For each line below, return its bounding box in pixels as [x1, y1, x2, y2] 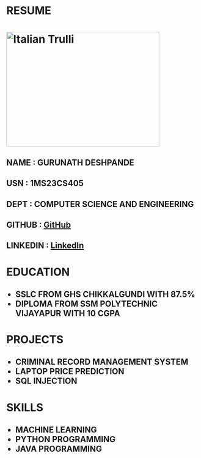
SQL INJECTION [15, 376, 78, 387]
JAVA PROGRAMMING [15, 444, 102, 454]
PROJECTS [6, 333, 64, 347]
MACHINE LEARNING [15, 425, 97, 435]
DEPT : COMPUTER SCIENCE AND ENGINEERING [6, 199, 194, 209]
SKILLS [6, 401, 44, 414]
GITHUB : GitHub [6, 219, 71, 230]
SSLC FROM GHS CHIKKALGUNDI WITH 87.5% [15, 289, 196, 299]
